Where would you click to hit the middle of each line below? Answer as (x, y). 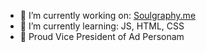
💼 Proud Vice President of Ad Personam (102, 36)
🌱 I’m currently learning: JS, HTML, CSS (102, 26)
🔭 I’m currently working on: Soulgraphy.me (108, 15)
